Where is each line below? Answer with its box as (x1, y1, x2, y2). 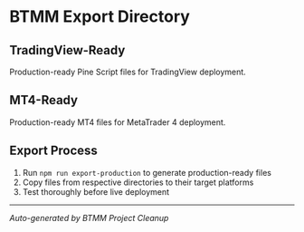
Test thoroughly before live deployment (22, 186, 170, 197)
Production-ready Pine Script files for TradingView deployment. (9, 66, 246, 77)
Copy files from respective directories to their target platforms (22, 177, 254, 188)
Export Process (9, 143, 98, 159)
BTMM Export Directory (9, 6, 190, 27)
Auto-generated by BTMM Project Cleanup (9, 212, 169, 223)
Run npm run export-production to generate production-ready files (22, 167, 271, 178)
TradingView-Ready (9, 43, 126, 58)
